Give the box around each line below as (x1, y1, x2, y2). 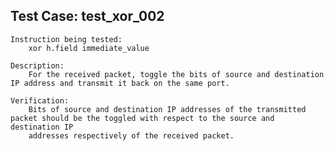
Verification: (10, 95, 70, 106)
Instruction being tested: (10, 34, 123, 44)
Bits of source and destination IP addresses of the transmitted (28, 104, 307, 114)
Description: (10, 60, 65, 71)
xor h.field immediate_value (28, 43, 150, 53)
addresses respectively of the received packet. (28, 130, 235, 141)
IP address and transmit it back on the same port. (10, 78, 230, 88)
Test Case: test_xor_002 (10, 8, 165, 25)
